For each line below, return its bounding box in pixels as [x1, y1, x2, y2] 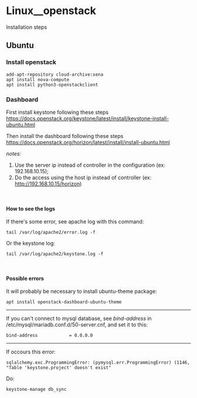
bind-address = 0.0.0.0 [6, 333, 93, 339]
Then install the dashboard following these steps [6, 132, 124, 139]
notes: [6, 150, 22, 157]
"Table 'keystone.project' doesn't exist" [6, 365, 111, 371]
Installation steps [6, 23, 47, 31]
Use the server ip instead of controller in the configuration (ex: [14, 161, 165, 168]
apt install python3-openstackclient [6, 82, 98, 87]
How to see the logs [6, 205, 56, 212]
